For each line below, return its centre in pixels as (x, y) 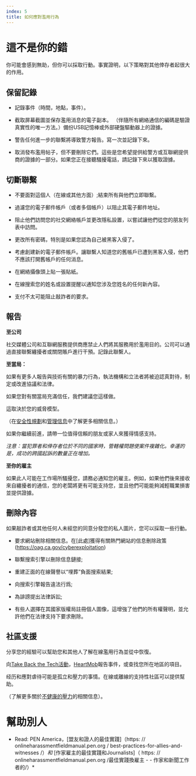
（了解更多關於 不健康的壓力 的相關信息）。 (56, 696)
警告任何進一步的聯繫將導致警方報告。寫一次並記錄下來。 (83, 140)
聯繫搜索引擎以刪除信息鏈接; (49, 559)
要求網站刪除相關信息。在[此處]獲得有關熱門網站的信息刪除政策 (91, 540)
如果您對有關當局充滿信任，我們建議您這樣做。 (62, 396)
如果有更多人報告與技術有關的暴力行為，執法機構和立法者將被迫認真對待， (95, 376)
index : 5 (17, 11)
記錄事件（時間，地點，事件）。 (52, 108)
